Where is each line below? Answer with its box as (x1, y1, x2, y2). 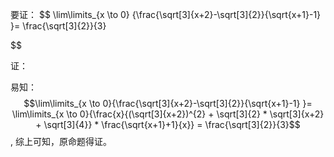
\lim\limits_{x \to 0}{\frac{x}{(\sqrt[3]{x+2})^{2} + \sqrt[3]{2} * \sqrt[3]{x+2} (11, 108, 325, 120)
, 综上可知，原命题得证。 (10, 136, 112, 147)
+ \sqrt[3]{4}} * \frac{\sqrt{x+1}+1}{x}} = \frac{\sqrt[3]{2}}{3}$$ (35, 119, 301, 130)
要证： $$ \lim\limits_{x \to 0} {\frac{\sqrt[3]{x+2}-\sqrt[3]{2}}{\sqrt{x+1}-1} (10, 9, 322, 20)
